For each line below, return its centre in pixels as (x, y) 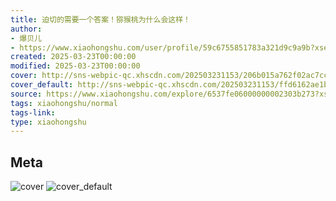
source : (26, 94)
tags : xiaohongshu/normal (64, 103)
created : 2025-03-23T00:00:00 (73, 57)
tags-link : (33, 112)
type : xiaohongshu (48, 122)
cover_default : (42, 85)
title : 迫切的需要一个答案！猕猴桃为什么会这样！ (100, 19)
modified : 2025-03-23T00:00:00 (75, 66)
